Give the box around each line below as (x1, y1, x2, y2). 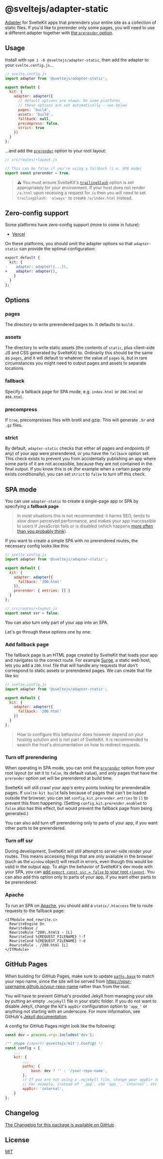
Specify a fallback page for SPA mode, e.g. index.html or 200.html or (5, 388, 143, 395)
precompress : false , (17, 121, 60, 126)
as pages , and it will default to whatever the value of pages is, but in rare (5, 355, 147, 361)
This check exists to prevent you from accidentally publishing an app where (5, 456, 156, 462)
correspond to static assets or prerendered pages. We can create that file (5, 668, 152, 673)
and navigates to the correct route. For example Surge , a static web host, (5, 657, 151, 663)
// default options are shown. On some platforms (17, 98, 120, 103)
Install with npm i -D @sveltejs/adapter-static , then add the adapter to (5, 57, 149, 63)
